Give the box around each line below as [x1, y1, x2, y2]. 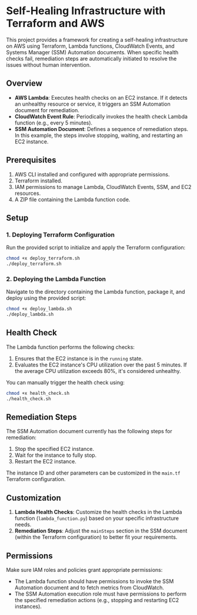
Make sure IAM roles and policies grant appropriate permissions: [6, 567, 163, 574]
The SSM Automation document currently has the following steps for [6, 428, 172, 435]
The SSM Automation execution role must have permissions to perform [14, 590, 187, 597]
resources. [14, 189, 41, 197]
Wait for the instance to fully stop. [14, 452, 97, 459]
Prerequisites [6, 155, 56, 165]
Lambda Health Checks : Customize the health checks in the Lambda [14, 509, 182, 516]
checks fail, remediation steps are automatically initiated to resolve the [6, 55, 177, 62]
